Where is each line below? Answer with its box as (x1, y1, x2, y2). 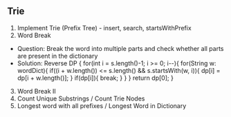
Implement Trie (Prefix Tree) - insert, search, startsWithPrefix (17, 23, 192, 32)
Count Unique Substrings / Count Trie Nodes (17, 94, 145, 103)
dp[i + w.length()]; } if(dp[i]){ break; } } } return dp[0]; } (17, 74, 174, 82)
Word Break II (17, 87, 57, 95)
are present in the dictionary (17, 52, 98, 60)
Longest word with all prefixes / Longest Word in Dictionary (17, 101, 187, 109)
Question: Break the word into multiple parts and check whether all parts (17, 44, 224, 52)
